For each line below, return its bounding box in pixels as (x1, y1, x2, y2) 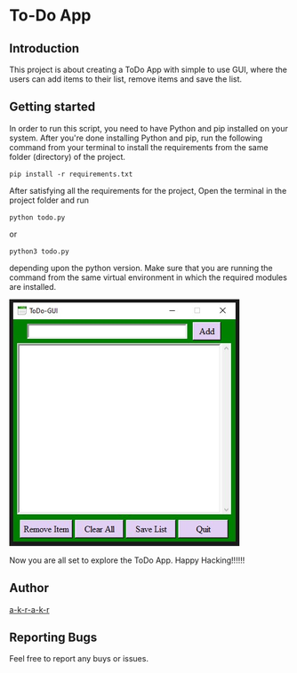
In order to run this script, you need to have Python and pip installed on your (9, 123, 289, 133)
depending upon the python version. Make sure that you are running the (9, 262, 273, 273)
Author (9, 581, 49, 596)
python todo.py (9, 212, 66, 222)
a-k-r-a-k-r (9, 604, 51, 614)
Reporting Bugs (9, 630, 98, 645)
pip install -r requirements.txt (9, 170, 133, 179)
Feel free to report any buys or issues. (9, 653, 149, 664)
